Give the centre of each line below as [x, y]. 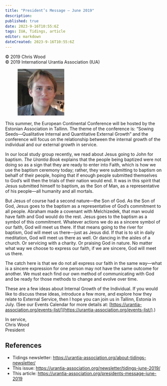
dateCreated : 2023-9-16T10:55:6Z [40, 42]
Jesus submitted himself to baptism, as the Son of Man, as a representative [83, 186]
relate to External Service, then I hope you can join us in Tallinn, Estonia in [81, 299]
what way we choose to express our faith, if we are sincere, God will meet [81, 248]
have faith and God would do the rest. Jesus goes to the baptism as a [76, 217]
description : [19, 16]
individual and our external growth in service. [51, 145]
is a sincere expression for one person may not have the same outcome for [82, 268]
